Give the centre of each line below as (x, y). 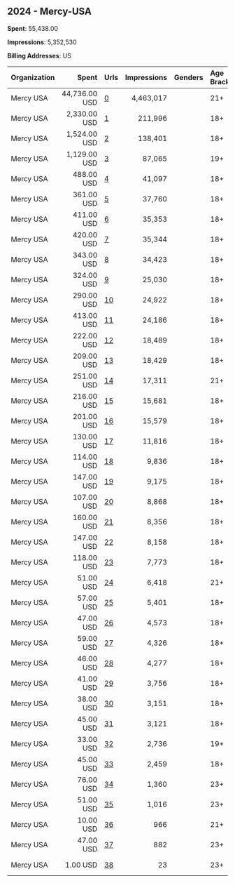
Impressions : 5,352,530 (42, 42)
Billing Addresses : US (40, 55)
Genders (188, 77)
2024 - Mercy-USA (50, 12)
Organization (33, 77)
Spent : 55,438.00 (33, 28)
